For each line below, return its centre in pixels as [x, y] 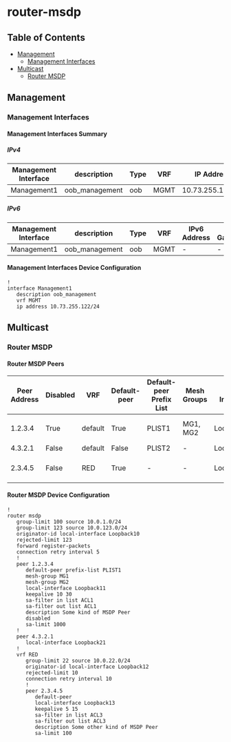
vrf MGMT [29, 301]
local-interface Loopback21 [66, 643]
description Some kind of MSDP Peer [78, 612]
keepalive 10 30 [48, 594]
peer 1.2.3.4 [35, 564]
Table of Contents [46, 38]
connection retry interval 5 [58, 552]
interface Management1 [40, 289]
